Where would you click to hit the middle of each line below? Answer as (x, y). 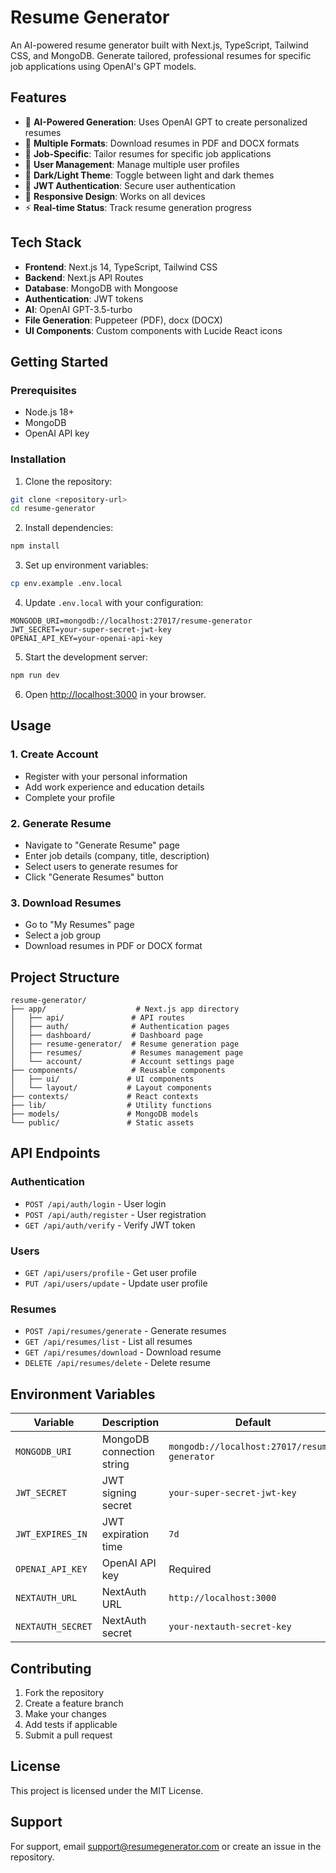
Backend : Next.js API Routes (84, 277)
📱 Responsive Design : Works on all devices (115, 196)
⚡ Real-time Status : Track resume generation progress (138, 207)
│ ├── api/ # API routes (98, 1018)
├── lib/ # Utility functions (111, 1106)
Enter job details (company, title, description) (117, 855)
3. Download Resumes (66, 903)
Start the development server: (86, 657)
